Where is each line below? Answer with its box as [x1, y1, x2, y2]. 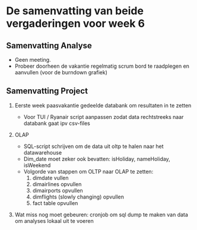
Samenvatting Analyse [6, 40, 92, 51]
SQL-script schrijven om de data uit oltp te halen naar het [23, 143, 164, 150]
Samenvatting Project [6, 86, 88, 96]
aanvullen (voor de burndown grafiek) [14, 69, 108, 75]
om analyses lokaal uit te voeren [14, 217, 94, 224]
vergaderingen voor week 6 [6, 17, 145, 30]
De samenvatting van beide [6, 4, 144, 18]
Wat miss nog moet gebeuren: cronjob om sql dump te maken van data [14, 211, 189, 218]
